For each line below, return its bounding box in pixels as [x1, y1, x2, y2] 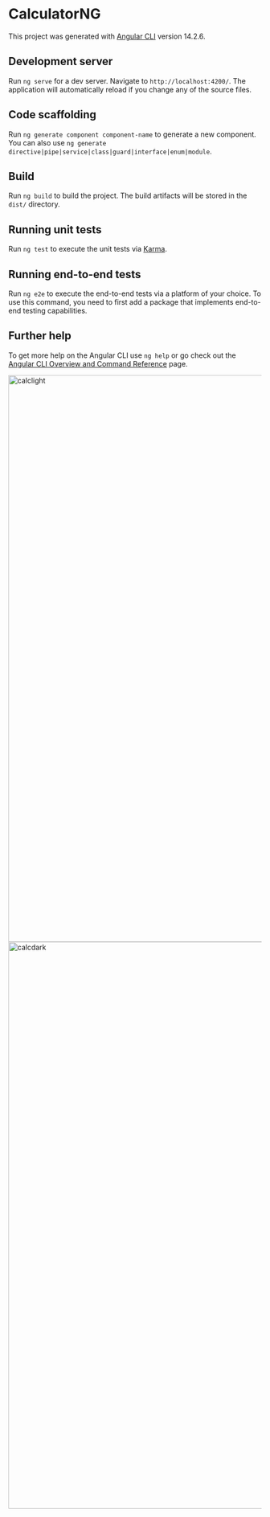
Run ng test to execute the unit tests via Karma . [8, 244, 167, 254]
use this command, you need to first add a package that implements [8, 297, 234, 306]
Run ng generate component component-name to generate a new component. [8, 129, 257, 139]
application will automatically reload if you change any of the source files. [8, 84, 252, 94]
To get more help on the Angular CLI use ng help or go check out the [8, 351, 236, 360]
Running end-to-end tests [8, 267, 141, 281]
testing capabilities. [22, 306, 88, 315]
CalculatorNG [8, 5, 101, 23]
